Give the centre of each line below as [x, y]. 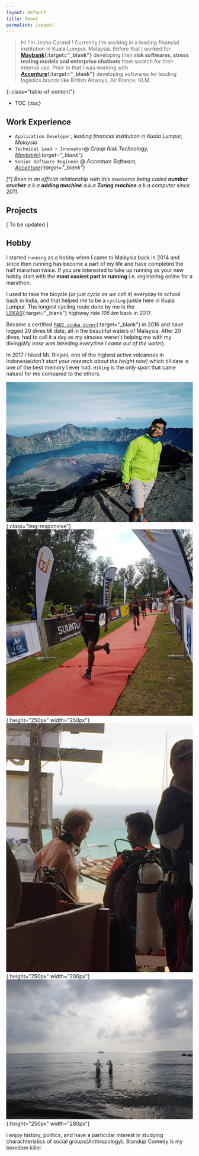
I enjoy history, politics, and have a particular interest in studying [85, 1135]
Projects [22, 210]
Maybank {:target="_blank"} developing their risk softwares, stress [105, 55]
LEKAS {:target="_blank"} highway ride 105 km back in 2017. [79, 313]
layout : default [26, 12]
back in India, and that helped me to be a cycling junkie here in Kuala [90, 300]
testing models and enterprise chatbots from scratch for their [97, 62]
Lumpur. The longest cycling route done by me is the [70, 306]
